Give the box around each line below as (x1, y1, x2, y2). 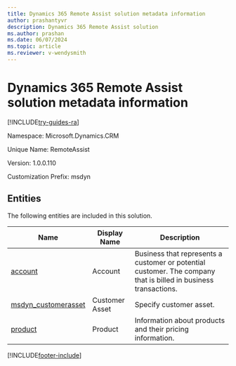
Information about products (134, 315, 225, 325)
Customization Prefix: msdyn (7, 172, 91, 181)
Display (97, 228, 123, 237)
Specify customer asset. (134, 299, 215, 309)
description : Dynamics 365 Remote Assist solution (7, 23, 159, 30)
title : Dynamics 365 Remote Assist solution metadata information (7, 10, 206, 18)
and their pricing (134, 324, 190, 334)
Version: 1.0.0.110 (7, 159, 56, 167)
